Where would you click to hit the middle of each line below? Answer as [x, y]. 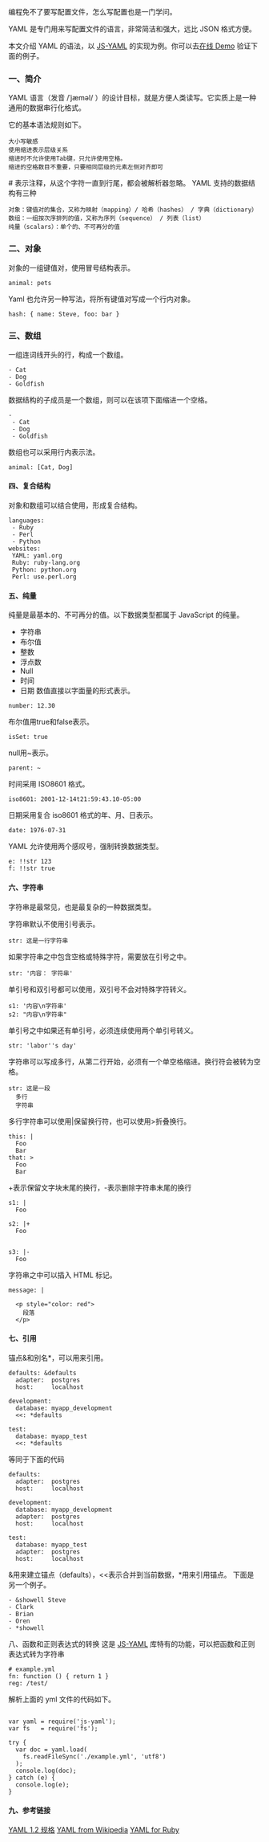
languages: [26, 521]
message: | [26, 1290]
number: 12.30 [32, 706]
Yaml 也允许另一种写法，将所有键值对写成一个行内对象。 [101, 299]
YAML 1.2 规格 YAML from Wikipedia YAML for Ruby [94, 1829]
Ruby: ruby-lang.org [46, 563]
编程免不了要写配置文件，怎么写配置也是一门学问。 [92, 12]
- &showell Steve [37, 1600]
